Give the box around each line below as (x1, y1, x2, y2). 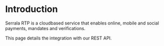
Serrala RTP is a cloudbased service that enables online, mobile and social (5, 20, 159, 26)
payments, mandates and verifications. (5, 25, 86, 31)
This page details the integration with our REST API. (5, 35, 112, 41)
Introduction (5, 3, 58, 15)
